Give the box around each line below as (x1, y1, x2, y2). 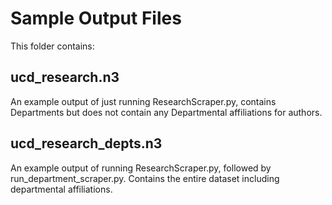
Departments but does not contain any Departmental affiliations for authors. (10, 106, 323, 118)
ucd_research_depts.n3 (10, 135, 163, 152)
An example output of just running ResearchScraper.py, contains (10, 95, 277, 107)
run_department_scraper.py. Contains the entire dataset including (10, 172, 280, 184)
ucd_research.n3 (10, 69, 120, 86)
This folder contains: (10, 40, 95, 52)
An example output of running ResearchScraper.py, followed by (10, 162, 272, 174)
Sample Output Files (10, 7, 182, 30)
